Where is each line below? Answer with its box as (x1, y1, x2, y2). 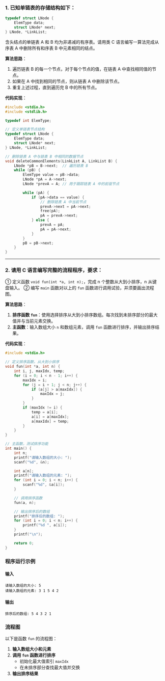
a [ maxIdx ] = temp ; (31, 419, 69, 424)
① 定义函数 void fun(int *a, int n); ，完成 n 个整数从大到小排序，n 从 (5, 279, 153, 285)
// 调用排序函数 (14, 495, 43, 500)
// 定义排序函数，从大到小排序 (5, 359, 60, 364)
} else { (31, 218, 50, 223)
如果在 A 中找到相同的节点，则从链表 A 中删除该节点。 (12, 78, 122, 84)
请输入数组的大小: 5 (5, 583, 41, 588)
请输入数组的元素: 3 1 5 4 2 (5, 588, 59, 593)
